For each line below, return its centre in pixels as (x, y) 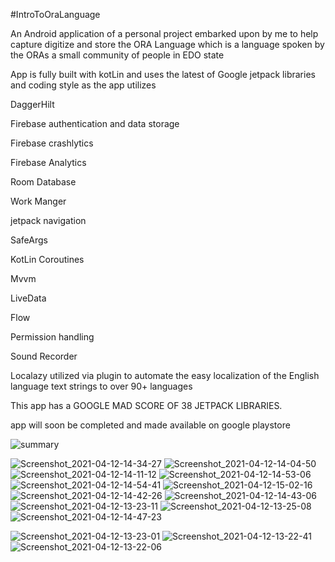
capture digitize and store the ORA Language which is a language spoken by (167, 44)
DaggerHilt (32, 104)
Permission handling (52, 337)
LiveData (28, 298)
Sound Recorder (44, 356)
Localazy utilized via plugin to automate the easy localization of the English (165, 375)
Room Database (43, 182)
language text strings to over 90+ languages (101, 386)
